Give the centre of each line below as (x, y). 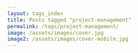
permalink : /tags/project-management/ (63, 26)
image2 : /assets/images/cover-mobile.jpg (68, 39)
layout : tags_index (35, 13)
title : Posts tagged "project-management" (69, 20)
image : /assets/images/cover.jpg (55, 33)
